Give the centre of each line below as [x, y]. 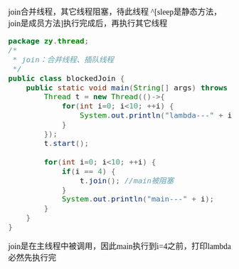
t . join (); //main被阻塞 [127, 180]
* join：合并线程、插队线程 [63, 59]
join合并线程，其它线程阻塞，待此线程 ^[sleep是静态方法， [115, 12]
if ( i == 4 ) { [89, 171]
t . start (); [67, 143]
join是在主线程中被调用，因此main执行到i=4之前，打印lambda [120, 247]
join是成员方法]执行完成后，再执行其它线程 [88, 23]
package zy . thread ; [49, 41]
